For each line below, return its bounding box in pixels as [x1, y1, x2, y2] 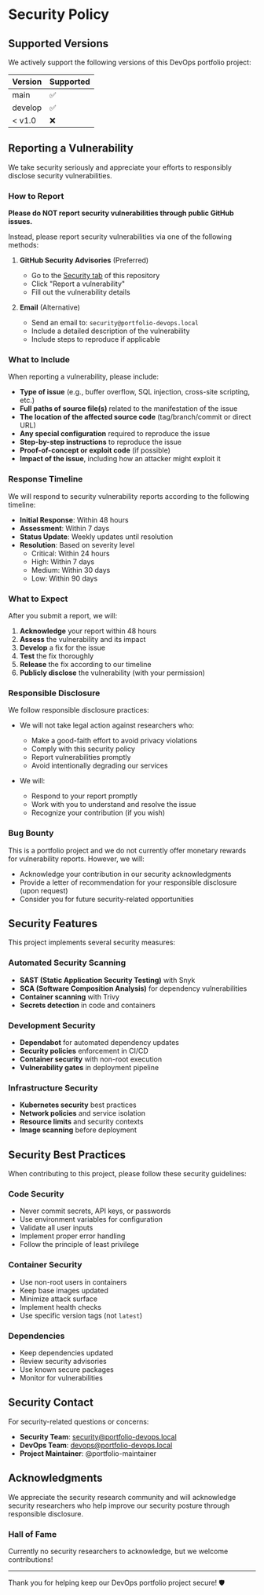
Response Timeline [8, 474, 83, 485]
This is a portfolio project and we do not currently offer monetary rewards [8, 845, 247, 855]
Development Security [8, 1020, 96, 1031]
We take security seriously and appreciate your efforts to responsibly [8, 163, 232, 172]
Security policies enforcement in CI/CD [19, 1047, 149, 1055]
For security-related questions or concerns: [8, 1417, 149, 1426]
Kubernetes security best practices [19, 1100, 137, 1109]
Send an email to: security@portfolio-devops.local [31, 318, 199, 328]
